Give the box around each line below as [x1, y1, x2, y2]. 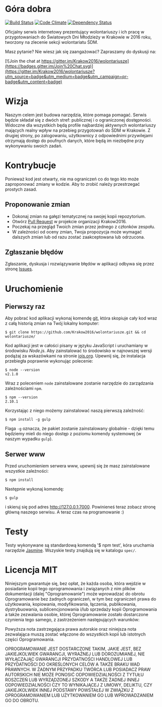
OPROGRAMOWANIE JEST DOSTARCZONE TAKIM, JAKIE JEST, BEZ [5, 646, 142, 652]
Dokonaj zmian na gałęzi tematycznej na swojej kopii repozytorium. [12, 213, 146, 219]
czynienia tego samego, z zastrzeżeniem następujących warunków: [5, 617, 140, 623]
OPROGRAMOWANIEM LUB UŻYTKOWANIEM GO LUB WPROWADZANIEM [5, 692, 154, 698]
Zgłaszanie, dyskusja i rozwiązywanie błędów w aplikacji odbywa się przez [5, 261, 154, 267]
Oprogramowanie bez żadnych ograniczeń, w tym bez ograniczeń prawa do [5, 596, 156, 602]
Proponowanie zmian [5, 200, 70, 209]
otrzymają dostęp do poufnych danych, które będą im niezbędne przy [5, 138, 144, 143]
